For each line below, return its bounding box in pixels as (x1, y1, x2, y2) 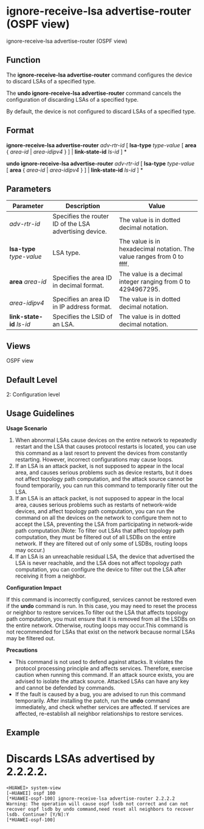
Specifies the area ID (52, 274, 112, 282)
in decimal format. (52, 281, 104, 290)
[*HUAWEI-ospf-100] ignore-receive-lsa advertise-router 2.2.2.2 (6, 796, 175, 802)
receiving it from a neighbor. (15, 572, 86, 579)
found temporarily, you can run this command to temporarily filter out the (15, 481, 198, 489)
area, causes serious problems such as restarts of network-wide (15, 501, 177, 508)
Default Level (6, 374, 58, 385)
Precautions (6, 646, 38, 654)
